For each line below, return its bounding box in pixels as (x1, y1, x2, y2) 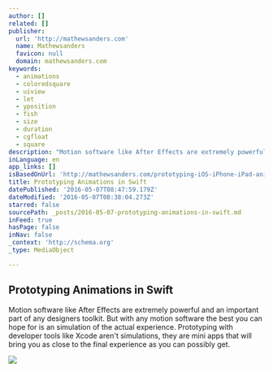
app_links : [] (8, 163, 57, 171)
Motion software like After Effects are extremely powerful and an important (8, 305, 259, 314)
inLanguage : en (8, 155, 60, 163)
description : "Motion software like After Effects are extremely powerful (8, 148, 267, 156)
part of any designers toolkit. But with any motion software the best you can (8, 314, 262, 323)
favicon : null (15, 50, 63, 58)
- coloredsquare (15, 80, 71, 88)
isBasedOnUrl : (8, 171, 57, 179)
